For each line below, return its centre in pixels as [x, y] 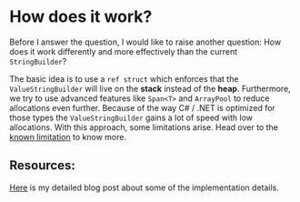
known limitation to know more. [68, 136]
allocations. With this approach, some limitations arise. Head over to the [144, 127]
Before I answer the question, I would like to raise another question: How [145, 42]
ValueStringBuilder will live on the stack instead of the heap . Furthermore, [150, 88]
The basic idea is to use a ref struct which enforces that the [124, 78]
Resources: [42, 166]
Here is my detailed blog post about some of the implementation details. [145, 187]
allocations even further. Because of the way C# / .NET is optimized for [142, 107]
